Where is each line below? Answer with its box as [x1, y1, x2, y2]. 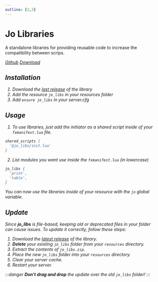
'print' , [9, 171, 27, 176]
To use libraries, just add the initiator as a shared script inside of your [12, 124, 153, 130]
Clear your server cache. [12, 257, 63, 263]
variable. [5, 194, 23, 200]
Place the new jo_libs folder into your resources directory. [12, 252, 131, 257]
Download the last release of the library [12, 86, 92, 92]
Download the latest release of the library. [12, 236, 97, 242]
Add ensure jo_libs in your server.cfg [12, 97, 90, 103]
